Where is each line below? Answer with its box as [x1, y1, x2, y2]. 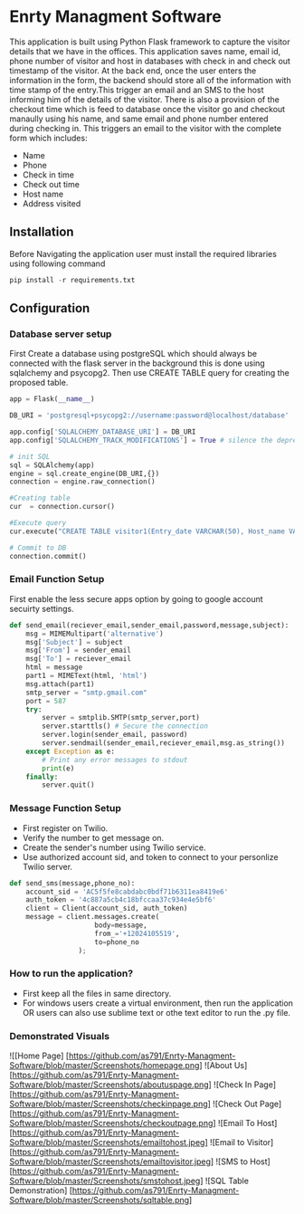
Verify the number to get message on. [22, 832, 165, 843]
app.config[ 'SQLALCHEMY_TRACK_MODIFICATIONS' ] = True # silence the [9, 435, 273, 444]
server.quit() [42, 780, 95, 789]
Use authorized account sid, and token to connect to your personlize [22, 851, 279, 862]
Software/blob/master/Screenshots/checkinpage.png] [9, 1098, 211, 1110]
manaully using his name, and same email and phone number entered [9, 113, 269, 124]
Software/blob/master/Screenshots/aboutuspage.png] [9, 1079, 213, 1090]
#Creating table [9, 493, 71, 503]
